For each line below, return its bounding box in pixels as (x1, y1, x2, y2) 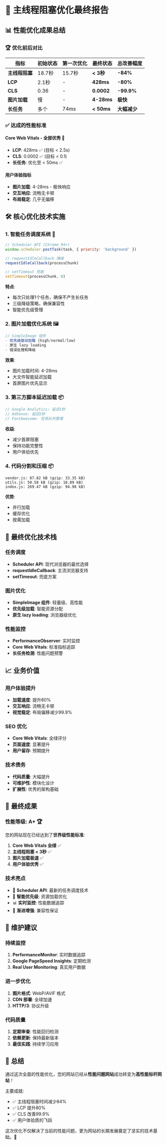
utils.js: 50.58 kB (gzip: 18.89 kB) (5, 480, 83, 485)
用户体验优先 (12, 449, 39, 455)
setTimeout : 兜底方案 (12, 573, 57, 579)
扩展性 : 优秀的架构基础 (12, 786, 59, 792)
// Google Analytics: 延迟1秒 (5, 407, 66, 412)
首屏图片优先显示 (12, 380, 48, 386)
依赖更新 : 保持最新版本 (12, 1034, 59, 1040)
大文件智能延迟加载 (12, 374, 52, 380)
